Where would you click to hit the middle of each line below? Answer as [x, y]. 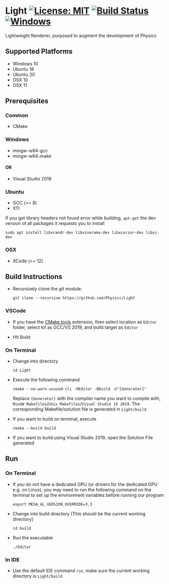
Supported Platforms [39, 51]
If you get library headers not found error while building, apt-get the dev [80, 218]
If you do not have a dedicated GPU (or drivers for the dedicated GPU [85, 484]
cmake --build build [34, 428]
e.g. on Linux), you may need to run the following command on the [82, 489]
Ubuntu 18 [23, 69]
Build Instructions [34, 276]
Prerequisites [27, 101]
